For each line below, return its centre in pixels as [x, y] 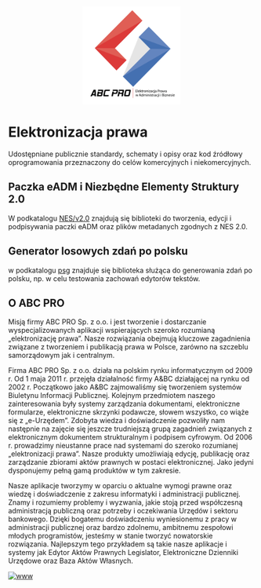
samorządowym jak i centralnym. [62, 356]
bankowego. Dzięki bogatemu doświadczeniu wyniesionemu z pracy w [123, 519]
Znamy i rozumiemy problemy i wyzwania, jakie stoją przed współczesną [125, 502]
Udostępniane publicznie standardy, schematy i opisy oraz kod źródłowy [125, 154]
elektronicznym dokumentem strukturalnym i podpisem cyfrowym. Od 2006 [130, 437]
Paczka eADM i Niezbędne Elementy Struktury [124, 187]
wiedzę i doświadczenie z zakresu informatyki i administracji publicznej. [124, 494]
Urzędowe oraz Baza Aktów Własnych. [71, 561]
